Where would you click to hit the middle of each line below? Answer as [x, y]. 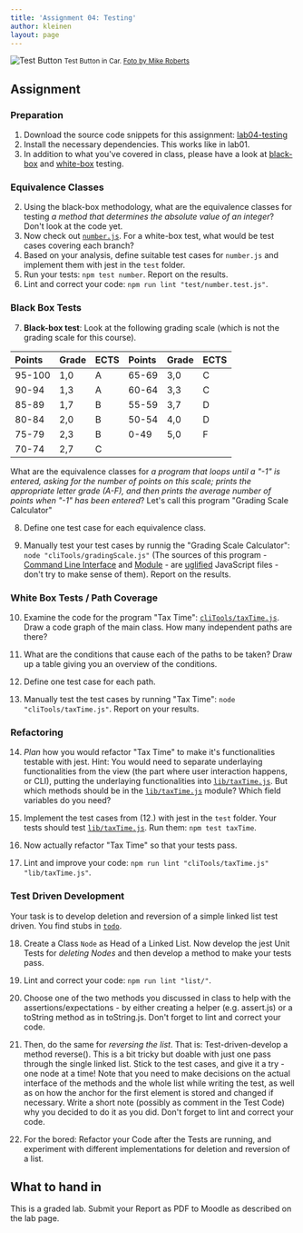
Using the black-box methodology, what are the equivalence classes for [158, 207]
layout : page [35, 35]
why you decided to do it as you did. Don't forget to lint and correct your [158, 1112]
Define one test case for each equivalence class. [115, 527]
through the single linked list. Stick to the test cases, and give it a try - [154, 1063]
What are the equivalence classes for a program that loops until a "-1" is [145, 471]
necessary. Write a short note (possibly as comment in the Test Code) [154, 1102]
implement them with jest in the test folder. [104, 265]
